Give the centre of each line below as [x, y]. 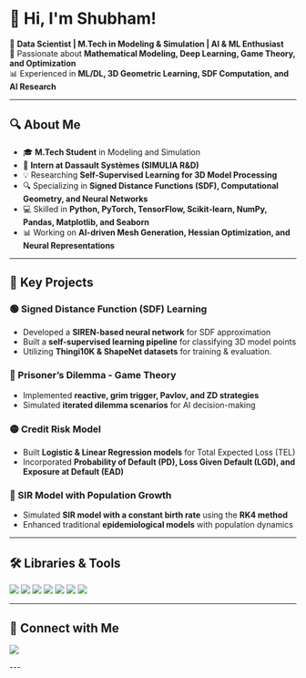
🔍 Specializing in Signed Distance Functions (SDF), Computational [151, 185]
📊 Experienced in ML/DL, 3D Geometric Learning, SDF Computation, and [149, 73]
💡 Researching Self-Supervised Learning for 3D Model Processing [150, 175]
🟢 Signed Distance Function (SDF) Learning [108, 309]
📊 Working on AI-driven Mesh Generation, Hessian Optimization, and [156, 232]
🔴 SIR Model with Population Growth [91, 495]
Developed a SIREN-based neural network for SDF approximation [147, 333]
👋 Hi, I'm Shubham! [83, 19]
